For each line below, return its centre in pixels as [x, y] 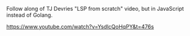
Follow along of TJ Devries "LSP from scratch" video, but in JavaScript [95, 9]
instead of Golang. [30, 15]
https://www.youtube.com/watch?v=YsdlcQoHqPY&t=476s [80, 27]
